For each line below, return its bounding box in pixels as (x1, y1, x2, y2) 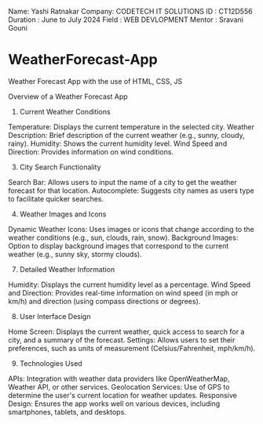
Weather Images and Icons (19, 209, 107, 219)
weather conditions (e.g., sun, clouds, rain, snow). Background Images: (8, 233, 239, 242)
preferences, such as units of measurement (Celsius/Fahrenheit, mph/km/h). (8, 343, 256, 353)
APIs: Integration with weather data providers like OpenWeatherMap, (8, 374, 230, 383)
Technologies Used (19, 358, 82, 368)
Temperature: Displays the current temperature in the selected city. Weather (8, 121, 255, 132)
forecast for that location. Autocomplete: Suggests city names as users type (8, 186, 255, 195)
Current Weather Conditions (19, 107, 111, 116)
